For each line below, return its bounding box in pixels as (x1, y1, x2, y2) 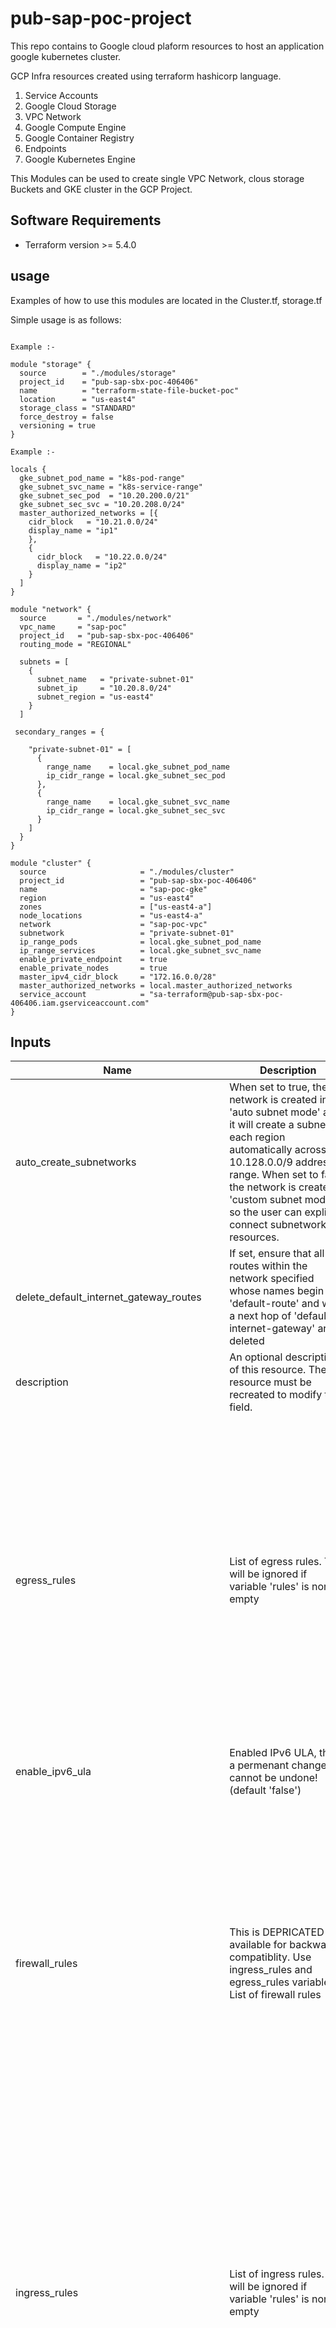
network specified (229, 1272, 315, 1286)
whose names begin (229, 1284, 325, 1298)
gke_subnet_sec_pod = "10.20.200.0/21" (19, 490, 190, 501)
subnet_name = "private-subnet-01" (36, 674, 195, 684)
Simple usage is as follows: (10, 313, 122, 326)
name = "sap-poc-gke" (19, 884, 208, 894)
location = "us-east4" (19, 394, 137, 404)
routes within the (229, 1259, 308, 1273)
